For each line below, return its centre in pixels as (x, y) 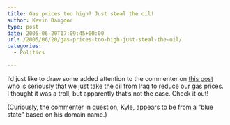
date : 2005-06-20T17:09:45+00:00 (56, 33)
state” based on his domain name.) (57, 114)
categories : (24, 46)
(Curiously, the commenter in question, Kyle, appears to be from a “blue (110, 107)
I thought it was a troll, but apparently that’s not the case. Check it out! (108, 93)
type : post (23, 27)
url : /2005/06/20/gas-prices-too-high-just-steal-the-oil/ (95, 40)
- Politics (29, 53)
